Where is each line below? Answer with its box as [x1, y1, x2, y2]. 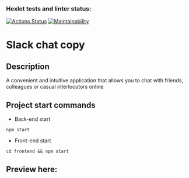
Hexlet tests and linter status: [6, 5, 92, 13]
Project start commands [6, 100, 96, 110]
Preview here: [6, 164, 58, 174]
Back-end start [14, 116, 51, 123]
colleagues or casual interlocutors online [6, 83, 104, 90]
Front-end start [14, 137, 51, 144]
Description [6, 61, 50, 71]
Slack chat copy [6, 39, 86, 51]
